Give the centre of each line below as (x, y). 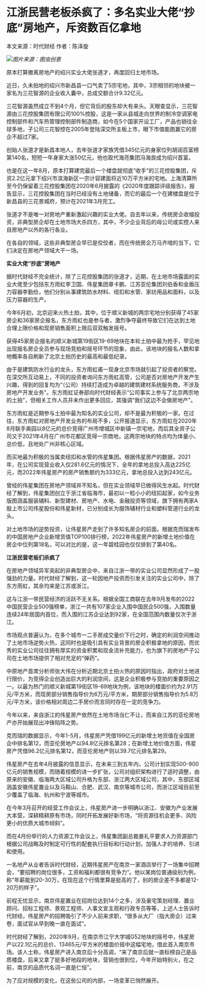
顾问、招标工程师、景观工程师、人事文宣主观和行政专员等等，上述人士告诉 (100, 908)
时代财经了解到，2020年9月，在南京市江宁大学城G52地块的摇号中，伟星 (98, 937)
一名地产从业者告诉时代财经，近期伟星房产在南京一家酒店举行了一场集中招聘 (103, 864)
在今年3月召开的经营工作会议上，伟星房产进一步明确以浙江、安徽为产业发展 (102, 808)
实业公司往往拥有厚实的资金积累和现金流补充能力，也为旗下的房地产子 (105, 650)
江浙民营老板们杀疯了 (33, 557)
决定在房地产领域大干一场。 (46, 250)
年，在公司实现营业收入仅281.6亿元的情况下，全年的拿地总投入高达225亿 (99, 464)
